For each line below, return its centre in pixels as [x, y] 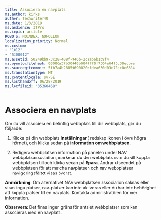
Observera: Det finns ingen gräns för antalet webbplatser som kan [71, 207]
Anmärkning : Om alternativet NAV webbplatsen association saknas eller [77, 183]
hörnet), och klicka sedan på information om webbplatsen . [71, 143]
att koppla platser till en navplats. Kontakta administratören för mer [71, 193]
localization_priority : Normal [37, 41]
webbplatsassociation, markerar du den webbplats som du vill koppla [81, 157]
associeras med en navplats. [33, 212]
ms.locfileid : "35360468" [31, 86]
